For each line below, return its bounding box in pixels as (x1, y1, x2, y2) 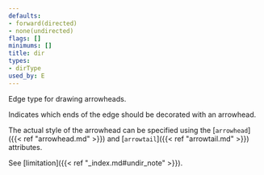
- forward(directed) (8, 19, 78, 27)
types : (8, 57, 31, 65)
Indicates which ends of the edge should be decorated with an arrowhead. (8, 110, 257, 119)
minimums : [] (8, 42, 52, 50)
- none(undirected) (8, 27, 74, 35)
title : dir (8, 49, 45, 57)
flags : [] (8, 34, 42, 43)
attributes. (8, 142, 43, 152)
